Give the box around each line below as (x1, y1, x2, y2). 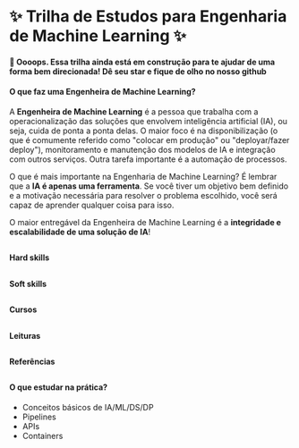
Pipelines (21, 411, 56, 422)
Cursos (9, 304, 38, 315)
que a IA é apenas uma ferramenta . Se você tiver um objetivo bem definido (9, 181, 289, 191)
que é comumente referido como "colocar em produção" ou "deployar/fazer (9, 134, 290, 145)
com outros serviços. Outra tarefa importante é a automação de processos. (9, 154, 287, 165)
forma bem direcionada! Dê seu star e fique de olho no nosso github (9, 65, 267, 77)
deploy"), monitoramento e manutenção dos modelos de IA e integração (9, 144, 276, 155)
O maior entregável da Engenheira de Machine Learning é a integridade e (9, 216, 282, 227)
